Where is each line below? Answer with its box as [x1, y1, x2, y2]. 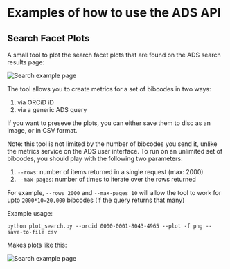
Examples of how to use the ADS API [7, 5, 222, 21]
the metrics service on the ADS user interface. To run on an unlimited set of [7, 147, 223, 155]
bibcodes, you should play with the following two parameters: [7, 154, 183, 163]
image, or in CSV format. [7, 127, 78, 134]
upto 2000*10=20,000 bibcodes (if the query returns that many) [7, 196, 185, 204]
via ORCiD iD [17, 98, 54, 106]
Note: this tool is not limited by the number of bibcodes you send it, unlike [7, 140, 218, 148]
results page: [7, 58, 45, 66]
